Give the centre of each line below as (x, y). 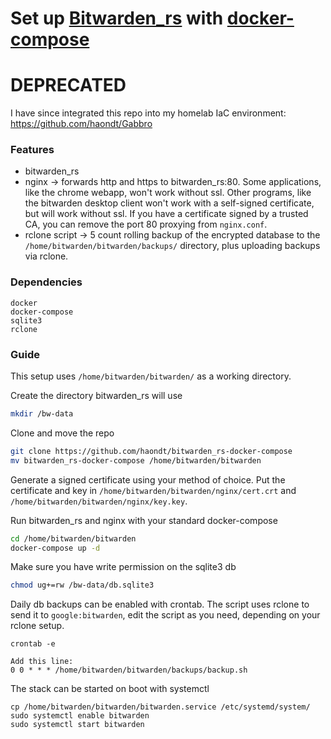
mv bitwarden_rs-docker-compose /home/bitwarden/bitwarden (136, 460)
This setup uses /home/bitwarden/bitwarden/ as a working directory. (151, 376)
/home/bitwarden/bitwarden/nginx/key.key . (99, 501)
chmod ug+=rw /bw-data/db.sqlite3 (82, 585)
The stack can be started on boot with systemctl (110, 689)
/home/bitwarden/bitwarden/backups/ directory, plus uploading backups (172, 246)
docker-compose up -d (55, 548)
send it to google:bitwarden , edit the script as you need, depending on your (165, 615)
